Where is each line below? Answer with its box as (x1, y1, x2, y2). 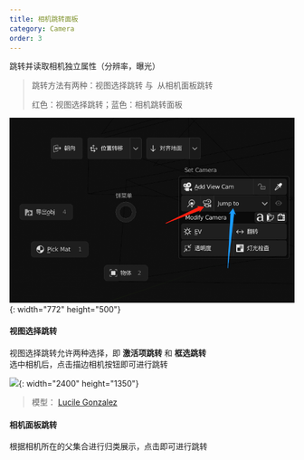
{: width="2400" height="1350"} (18, 379, 139, 388)
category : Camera (9, 24, 75, 34)
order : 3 (9, 34, 43, 43)
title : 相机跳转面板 (9, 14, 79, 24)
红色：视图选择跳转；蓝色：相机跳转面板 (31, 100, 183, 110)
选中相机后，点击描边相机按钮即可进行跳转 (9, 359, 168, 369)
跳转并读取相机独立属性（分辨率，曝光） (9, 61, 160, 72)
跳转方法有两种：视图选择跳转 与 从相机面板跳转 (31, 80, 214, 91)
